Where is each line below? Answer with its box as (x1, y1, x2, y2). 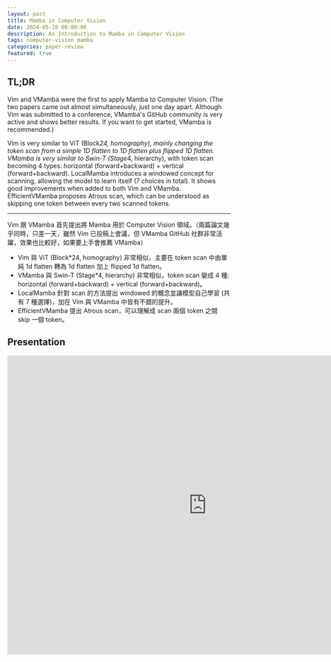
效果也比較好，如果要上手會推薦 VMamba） (19, 238, 147, 247)
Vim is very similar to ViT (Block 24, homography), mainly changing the (7, 139, 214, 147)
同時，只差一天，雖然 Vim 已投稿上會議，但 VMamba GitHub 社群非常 (13, 229, 216, 237)
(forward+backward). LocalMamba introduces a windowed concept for (7, 169, 214, 177)
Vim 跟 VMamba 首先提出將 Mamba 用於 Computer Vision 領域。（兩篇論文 (7, 220, 224, 229)
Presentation (7, 336, 66, 348)
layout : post (7, 10, 46, 18)
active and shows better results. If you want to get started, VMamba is (7, 118, 212, 126)
